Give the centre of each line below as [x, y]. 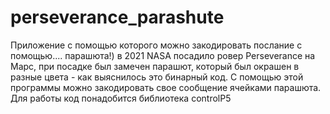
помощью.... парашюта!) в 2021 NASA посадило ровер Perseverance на [163, 55]
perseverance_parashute [117, 17]
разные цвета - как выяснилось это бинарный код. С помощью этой [157, 77]
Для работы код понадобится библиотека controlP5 [121, 98]
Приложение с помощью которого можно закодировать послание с [156, 45]
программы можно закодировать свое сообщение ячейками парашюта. [166, 87]
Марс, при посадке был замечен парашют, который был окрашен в [155, 66]
